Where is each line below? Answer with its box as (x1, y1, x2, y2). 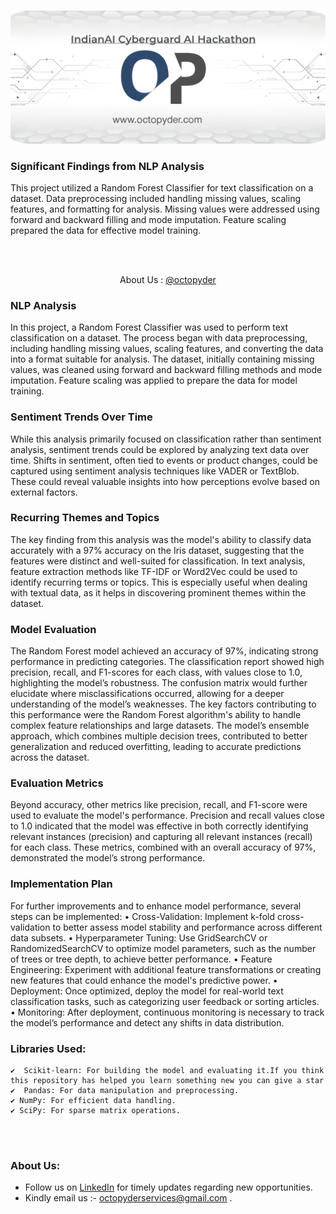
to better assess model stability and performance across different (52, 921, 323, 933)
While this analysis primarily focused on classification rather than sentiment (10, 433, 322, 445)
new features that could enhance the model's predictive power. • (10, 974, 278, 986)
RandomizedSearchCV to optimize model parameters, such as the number (10, 942, 317, 954)
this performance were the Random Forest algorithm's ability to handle (10, 709, 302, 721)
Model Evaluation (10, 622, 97, 636)
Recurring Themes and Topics (10, 511, 160, 525)
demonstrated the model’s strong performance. (10, 852, 206, 864)
